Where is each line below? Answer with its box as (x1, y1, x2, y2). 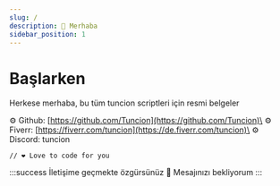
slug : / (9, 13, 38, 22)
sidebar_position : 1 (9, 30, 87, 38)
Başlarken (9, 68, 86, 89)
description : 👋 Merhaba (9, 21, 98, 30)
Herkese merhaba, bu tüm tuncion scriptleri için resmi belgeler (9, 97, 240, 108)
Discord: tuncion (9, 134, 71, 145)
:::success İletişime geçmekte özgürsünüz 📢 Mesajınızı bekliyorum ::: (9, 167, 262, 178)
